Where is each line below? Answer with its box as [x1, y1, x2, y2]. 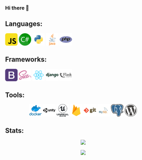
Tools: [5, 91, 25, 99]
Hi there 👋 [5, 4, 30, 11]
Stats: [5, 126, 24, 135]
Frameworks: [5, 55, 47, 64]
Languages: [5, 20, 43, 28]
